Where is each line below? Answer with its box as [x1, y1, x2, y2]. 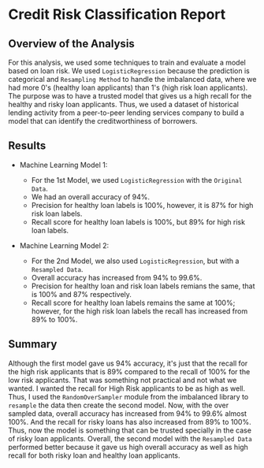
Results [8, 139, 46, 153]
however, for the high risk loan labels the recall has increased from [31, 306, 248, 316]
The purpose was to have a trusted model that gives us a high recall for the [8, 91, 252, 100]
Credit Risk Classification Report [8, 6, 226, 24]
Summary [8, 337, 58, 351]
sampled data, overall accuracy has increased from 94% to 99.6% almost [8, 408, 247, 418]
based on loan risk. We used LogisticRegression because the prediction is [8, 66, 250, 76]
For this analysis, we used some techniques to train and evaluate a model [8, 58, 246, 67]
